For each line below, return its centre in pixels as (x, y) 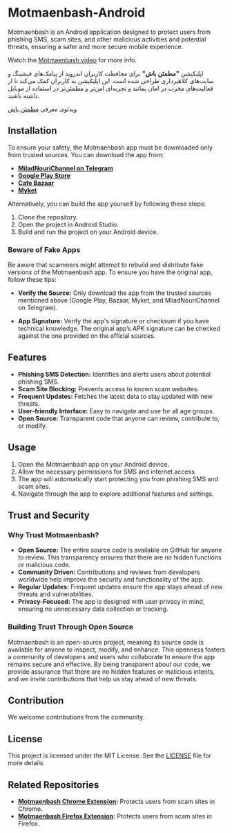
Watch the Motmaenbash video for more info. (72, 60)
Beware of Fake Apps (44, 249)
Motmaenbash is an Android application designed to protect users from (109, 32)
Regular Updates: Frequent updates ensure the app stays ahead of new (120, 587)
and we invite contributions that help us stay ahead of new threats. (103, 679)
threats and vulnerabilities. (56, 594)
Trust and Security (49, 516)
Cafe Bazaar (36, 183)
